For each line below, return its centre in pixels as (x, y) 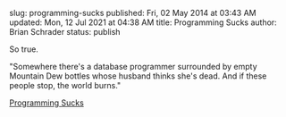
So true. (24, 49)
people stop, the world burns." (65, 85)
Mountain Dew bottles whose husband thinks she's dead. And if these (138, 76)
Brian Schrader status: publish (65, 32)
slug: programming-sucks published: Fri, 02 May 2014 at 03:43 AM (133, 13)
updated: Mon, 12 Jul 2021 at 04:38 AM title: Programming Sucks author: (143, 22)
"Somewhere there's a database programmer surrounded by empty (133, 67)
